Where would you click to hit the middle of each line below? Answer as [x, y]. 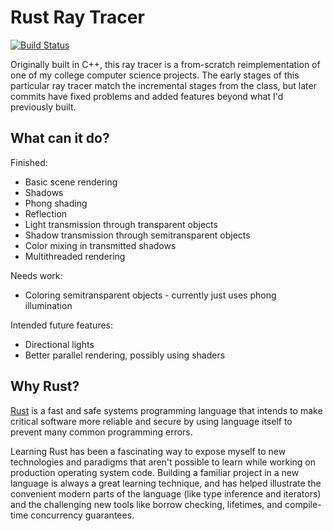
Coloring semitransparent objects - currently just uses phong [150, 295]
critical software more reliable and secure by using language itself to [151, 421]
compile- [303, 504]
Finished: [29, 162]
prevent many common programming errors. [101, 432]
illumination [48, 305]
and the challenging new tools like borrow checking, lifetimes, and [146, 504]
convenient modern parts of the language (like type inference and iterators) [166, 493]
